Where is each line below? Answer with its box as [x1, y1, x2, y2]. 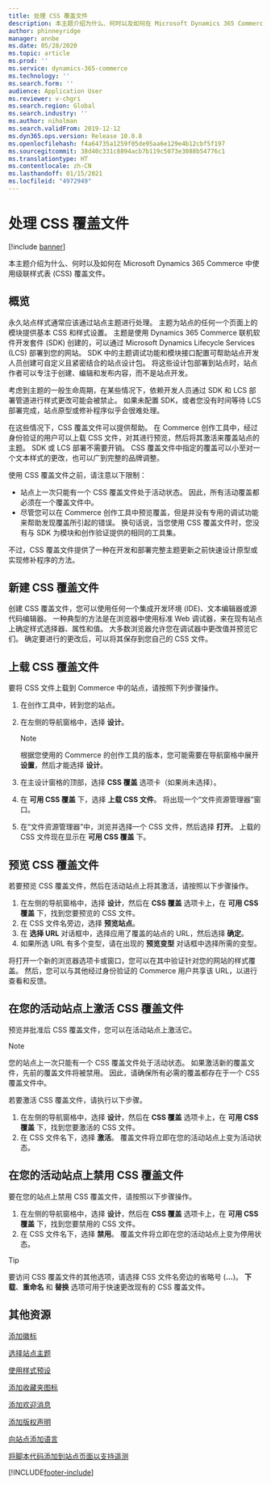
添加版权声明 [8, 1416, 51, 1427]
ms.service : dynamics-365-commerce [8, 65, 128, 73]
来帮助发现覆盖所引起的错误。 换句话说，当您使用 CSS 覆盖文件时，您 [19, 517, 252, 527]
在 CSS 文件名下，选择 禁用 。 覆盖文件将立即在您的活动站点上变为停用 [19, 1229, 255, 1238]
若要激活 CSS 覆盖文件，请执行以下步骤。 [8, 1095, 148, 1104]
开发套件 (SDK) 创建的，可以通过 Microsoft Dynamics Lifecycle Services [15, 337, 256, 348]
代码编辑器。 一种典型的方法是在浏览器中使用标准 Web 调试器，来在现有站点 [8, 614, 263, 623]
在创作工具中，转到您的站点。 [19, 700, 119, 710]
